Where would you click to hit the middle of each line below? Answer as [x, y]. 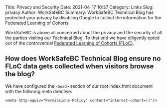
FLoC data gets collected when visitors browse [80, 66]
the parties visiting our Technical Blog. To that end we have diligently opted [83, 38]
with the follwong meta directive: [39, 91]
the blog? [20, 74]
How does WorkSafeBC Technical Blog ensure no [83, 59]
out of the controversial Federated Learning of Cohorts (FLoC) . [70, 43]
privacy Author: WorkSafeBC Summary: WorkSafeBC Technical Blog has [79, 12]
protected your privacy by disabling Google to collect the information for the [83, 18]
